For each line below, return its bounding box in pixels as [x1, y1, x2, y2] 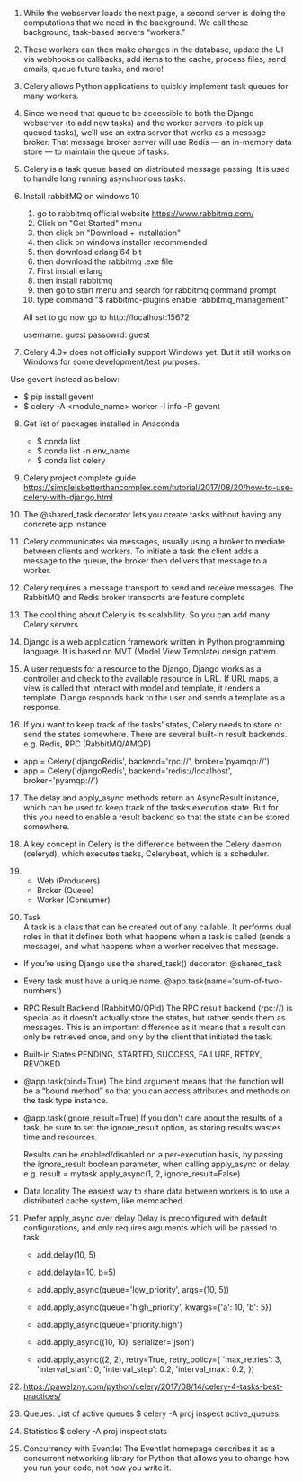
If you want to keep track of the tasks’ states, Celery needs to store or [22, 719, 282, 729]
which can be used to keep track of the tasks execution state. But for [22, 802, 280, 812]
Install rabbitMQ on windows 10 [22, 191, 140, 201]
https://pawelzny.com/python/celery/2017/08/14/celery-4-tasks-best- [22, 1381, 283, 1392]
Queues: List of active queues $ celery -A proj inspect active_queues [22, 1408, 280, 1419]
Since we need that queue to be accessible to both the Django [22, 108, 254, 118]
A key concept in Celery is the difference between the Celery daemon [22, 838, 282, 849]
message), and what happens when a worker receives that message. [22, 941, 279, 951]
